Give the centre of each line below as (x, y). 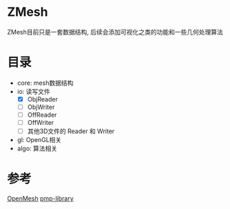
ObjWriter (41, 107)
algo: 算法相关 (37, 148)
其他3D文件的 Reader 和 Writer (71, 131)
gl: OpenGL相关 (39, 140)
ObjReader (43, 99)
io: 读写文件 (33, 91)
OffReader (42, 115)
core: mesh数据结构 (45, 83)
